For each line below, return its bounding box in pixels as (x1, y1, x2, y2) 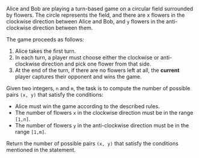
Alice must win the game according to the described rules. (14, 103, 161, 110)
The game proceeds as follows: (6, 36, 84, 43)
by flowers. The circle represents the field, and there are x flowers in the (6, 11, 185, 19)
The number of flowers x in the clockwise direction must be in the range (14, 109, 194, 116)
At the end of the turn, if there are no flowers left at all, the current (14, 67, 180, 74)
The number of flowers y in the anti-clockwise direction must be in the (14, 122, 189, 129)
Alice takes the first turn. (14, 47, 76, 55)
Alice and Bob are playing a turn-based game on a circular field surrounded (6, 5, 194, 12)
